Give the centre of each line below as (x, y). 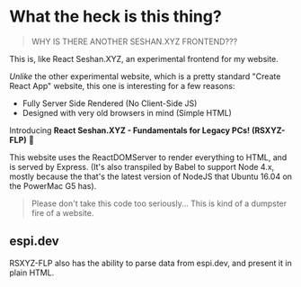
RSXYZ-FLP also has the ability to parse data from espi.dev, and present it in (150, 263)
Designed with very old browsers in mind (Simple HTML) (127, 112)
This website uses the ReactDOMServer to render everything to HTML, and (148, 157)
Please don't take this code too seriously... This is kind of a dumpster (159, 203)
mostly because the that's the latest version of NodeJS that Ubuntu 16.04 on (151, 176)
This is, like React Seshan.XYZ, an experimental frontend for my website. (144, 58)
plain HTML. (32, 273)
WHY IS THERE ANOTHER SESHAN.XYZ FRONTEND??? (134, 41)
